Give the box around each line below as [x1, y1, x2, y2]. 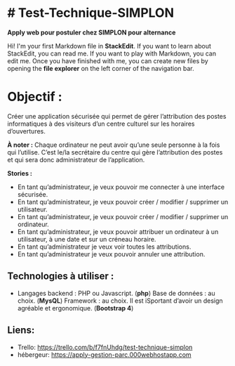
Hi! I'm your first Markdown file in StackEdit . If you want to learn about [7, 41, 212, 50]
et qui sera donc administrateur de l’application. [7, 155, 145, 164]
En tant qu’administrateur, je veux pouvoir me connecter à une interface [17, 183, 225, 191]
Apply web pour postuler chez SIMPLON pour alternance [7, 28, 176, 37]
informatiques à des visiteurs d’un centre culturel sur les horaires [7, 119, 195, 128]
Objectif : [7, 89, 62, 105]
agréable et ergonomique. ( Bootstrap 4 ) [17, 303, 134, 312]
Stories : [7, 169, 33, 177]
